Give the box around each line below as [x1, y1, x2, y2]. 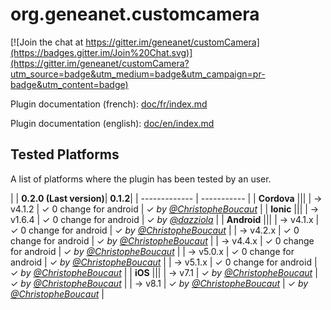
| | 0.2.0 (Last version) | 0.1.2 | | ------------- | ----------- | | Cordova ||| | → [10, 192, 323, 204]
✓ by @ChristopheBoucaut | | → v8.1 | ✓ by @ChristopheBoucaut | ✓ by [10, 277, 309, 289]
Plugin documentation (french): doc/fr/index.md [10, 98, 208, 110]
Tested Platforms [10, 146, 120, 163]
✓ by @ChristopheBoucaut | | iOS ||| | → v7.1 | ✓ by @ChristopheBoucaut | [10, 266, 318, 278]
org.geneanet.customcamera [10, 3, 260, 26]
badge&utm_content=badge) [10, 78, 129, 90]
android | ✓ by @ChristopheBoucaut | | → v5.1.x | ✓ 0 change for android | [10, 256, 318, 268]
